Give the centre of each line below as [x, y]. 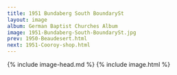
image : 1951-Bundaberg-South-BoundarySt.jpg [72, 32]
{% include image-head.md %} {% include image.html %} [88, 64]
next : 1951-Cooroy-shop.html [49, 45]
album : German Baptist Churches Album [62, 26]
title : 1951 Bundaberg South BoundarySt [66, 13]
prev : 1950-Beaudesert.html [47, 39]
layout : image [27, 20]
